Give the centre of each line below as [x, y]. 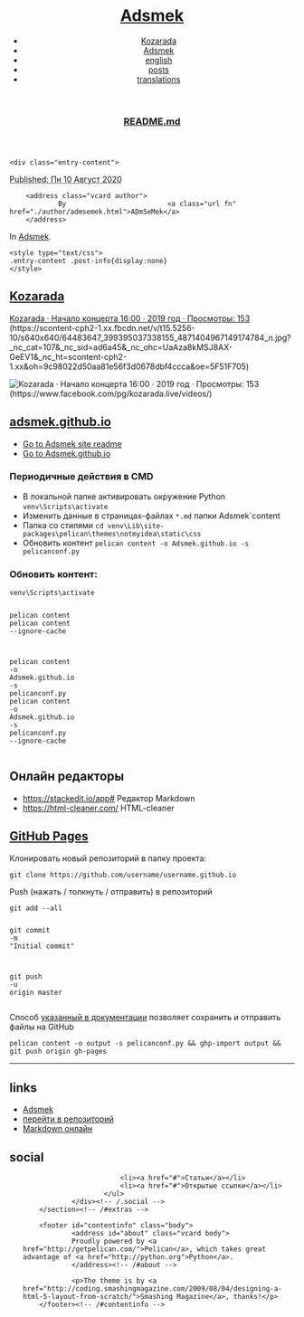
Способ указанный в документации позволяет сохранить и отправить [145, 1018]
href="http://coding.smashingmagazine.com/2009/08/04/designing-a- [152, 1289]
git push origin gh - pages [58, 1052]
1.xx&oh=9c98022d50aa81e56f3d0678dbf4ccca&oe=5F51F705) [129, 366]
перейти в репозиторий [68, 1119]
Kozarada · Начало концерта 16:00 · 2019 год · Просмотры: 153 [130, 318]
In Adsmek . [30, 236]
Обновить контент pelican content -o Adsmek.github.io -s [136, 543]
